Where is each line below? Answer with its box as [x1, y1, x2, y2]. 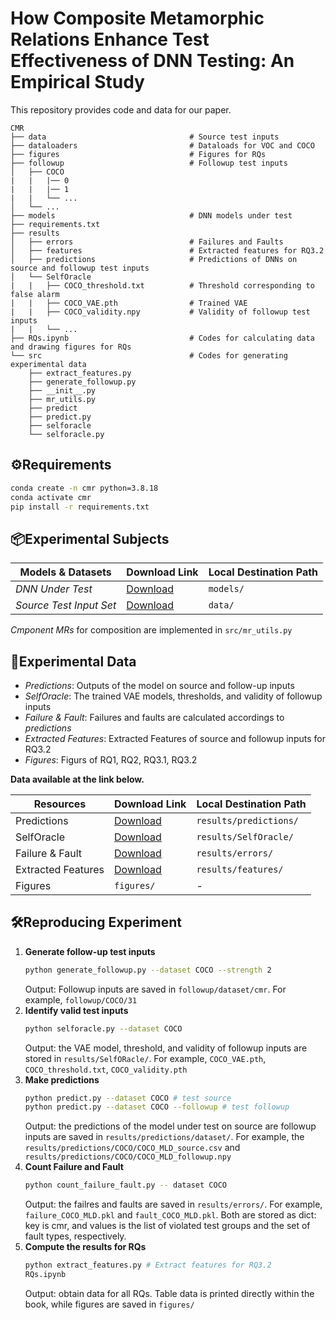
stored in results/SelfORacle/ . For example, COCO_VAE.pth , [24, 1052, 267, 1064]
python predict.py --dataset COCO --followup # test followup [24, 1102, 290, 1112]
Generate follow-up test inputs [24, 945, 156, 957]
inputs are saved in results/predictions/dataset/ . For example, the [24, 1131, 305, 1143]
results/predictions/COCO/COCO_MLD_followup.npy [24, 1152, 232, 1162]
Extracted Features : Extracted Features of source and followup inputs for [24, 733, 326, 744]
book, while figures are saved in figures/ [24, 1298, 195, 1310]
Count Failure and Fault [24, 1161, 124, 1173]
